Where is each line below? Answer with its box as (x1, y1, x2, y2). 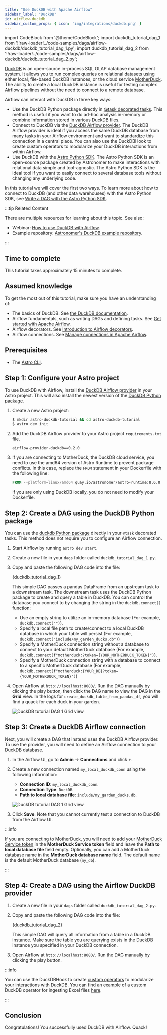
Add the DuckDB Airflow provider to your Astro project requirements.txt (12, 431, 162, 437)
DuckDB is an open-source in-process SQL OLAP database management (5, 66, 156, 72)
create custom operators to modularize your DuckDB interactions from (12, 143, 157, 150)
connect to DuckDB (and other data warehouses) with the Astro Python (5, 190, 152, 196)
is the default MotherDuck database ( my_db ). (5, 857, 96, 863)
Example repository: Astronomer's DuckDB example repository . (12, 230, 143, 236)
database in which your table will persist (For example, (19, 630, 132, 636)
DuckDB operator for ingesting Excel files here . (5, 987, 102, 993)
